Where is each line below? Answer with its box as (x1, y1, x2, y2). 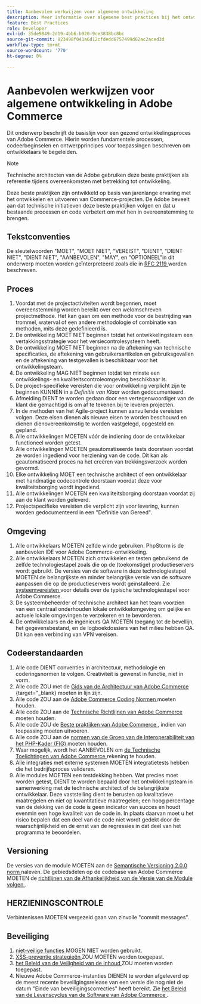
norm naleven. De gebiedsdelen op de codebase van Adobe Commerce (7, 868, 183, 875)
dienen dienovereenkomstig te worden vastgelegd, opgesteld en (15, 420, 174, 427)
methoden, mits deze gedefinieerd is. (15, 325, 107, 332)
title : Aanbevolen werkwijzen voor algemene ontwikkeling (7, 8, 154, 15)
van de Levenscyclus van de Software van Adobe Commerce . (15, 991, 169, 999)
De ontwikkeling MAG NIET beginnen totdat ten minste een (15, 369, 160, 376)
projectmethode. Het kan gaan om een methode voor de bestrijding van (15, 313, 191, 320)
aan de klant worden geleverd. (15, 496, 91, 503)
